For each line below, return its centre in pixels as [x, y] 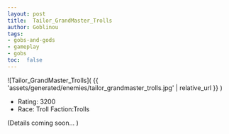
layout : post [27, 14]
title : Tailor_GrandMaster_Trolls [60, 21]
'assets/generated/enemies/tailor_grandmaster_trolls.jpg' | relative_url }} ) [115, 88]
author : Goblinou [33, 27]
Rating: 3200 [37, 101]
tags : [15, 34]
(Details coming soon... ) [43, 123]
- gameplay [23, 47]
